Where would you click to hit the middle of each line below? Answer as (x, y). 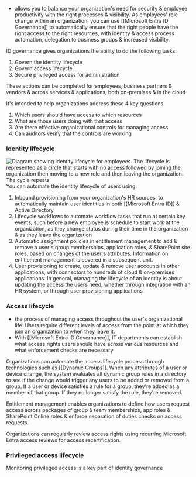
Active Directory (34, 210)
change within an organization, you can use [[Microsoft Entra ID (91, 21)
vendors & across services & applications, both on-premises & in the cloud (96, 92)
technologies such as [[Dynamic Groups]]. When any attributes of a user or (97, 368)
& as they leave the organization (53, 235)
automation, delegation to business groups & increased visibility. (92, 40)
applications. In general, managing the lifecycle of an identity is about (98, 279)
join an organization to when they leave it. (65, 331)
